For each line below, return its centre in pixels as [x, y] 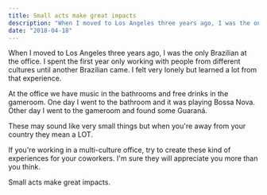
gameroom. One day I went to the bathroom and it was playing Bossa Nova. [132, 102]
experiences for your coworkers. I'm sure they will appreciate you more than [133, 158]
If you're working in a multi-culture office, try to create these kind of [120, 150]
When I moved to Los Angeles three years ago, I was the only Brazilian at [128, 53]
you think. [25, 167]
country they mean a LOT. [51, 135]
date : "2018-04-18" [41, 30]
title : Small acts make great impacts [72, 16]
